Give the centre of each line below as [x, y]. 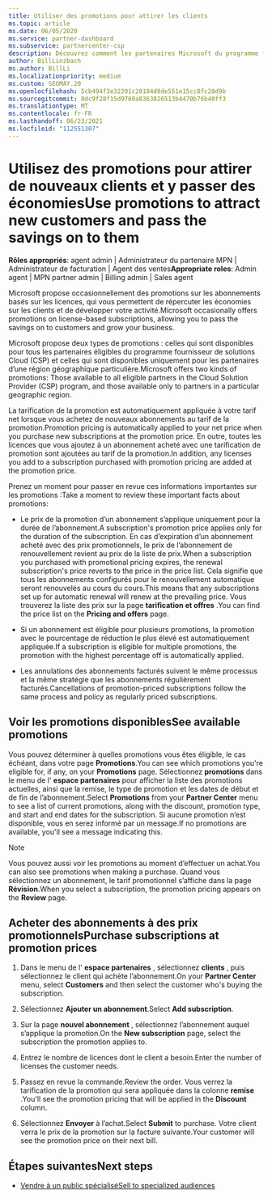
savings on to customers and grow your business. [91, 327]
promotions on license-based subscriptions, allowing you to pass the [123, 319]
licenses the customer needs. [69, 1066]
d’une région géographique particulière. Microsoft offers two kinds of [123, 368]
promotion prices [53, 948]
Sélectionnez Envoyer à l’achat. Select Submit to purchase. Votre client [138, 1124]
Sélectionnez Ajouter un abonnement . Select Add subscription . [127, 1009]
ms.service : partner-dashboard [61, 38]
